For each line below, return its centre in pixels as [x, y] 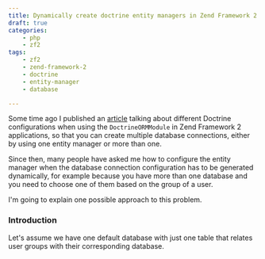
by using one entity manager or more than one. [85, 144]
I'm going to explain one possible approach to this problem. [105, 200]
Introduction [33, 220]
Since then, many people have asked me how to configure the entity [120, 159]
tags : [17, 52]
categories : [28, 30]
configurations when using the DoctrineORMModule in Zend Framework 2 [125, 127]
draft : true [28, 23]
